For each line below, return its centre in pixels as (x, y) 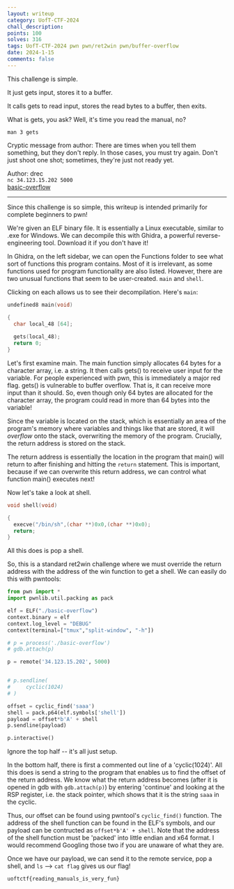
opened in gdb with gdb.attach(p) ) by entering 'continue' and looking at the (116, 787)
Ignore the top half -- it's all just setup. (62, 752)
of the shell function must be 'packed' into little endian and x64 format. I (111, 838)
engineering (24, 243)
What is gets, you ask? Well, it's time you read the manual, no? (97, 119)
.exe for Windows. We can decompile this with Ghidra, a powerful (101, 235)
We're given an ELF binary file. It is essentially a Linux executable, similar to (116, 228)
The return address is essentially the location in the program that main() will (116, 457)
